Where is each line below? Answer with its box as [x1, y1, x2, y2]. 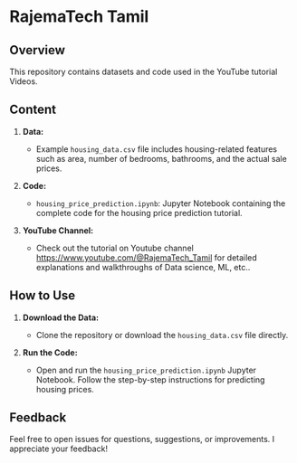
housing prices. [35, 383, 95, 394]
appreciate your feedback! [9, 443, 109, 454]
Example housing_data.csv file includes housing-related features [35, 143, 278, 155]
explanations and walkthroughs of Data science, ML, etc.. [35, 261, 251, 272]
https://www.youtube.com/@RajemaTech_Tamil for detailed [35, 251, 258, 263]
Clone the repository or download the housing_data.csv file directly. [35, 329, 289, 340]
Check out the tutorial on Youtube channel [35, 242, 195, 253]
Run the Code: [22, 346, 79, 358]
